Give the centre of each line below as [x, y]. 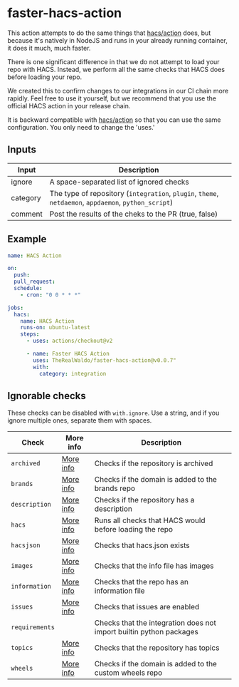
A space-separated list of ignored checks [119, 182]
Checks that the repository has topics [157, 648]
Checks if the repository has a [144, 500]
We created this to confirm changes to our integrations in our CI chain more [118, 91]
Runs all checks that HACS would [150, 520]
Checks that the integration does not [155, 623]
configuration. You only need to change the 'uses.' [81, 127]
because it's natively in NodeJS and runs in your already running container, [117, 40]
